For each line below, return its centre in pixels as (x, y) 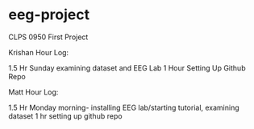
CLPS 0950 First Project (48, 37)
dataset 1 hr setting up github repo (65, 116)
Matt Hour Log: (33, 92)
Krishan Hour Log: (39, 52)
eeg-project (49, 15)
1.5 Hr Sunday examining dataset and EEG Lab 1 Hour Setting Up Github (127, 68)
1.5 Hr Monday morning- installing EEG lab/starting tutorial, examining (124, 107)
